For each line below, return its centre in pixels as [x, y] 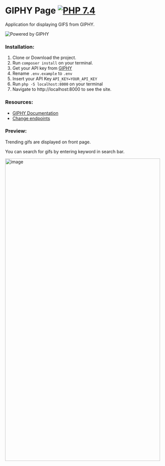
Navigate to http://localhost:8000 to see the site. [62, 89]
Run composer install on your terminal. [53, 63]
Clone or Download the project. [44, 58]
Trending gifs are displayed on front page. [48, 142]
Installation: [20, 47]
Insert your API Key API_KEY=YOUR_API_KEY [55, 79]
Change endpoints [31, 118]
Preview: [16, 131]
